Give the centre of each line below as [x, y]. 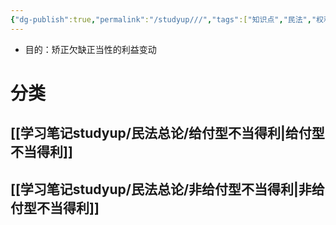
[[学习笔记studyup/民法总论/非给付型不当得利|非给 [167, 189]
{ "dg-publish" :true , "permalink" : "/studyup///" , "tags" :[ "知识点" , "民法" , [161, 19]
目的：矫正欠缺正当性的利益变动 [90, 49]
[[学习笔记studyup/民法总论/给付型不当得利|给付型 [167, 133]
